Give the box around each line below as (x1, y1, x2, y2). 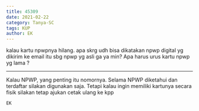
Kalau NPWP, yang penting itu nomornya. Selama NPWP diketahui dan (6, 76, 178, 83)
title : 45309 (6, 8, 38, 15)
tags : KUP (6, 25, 31, 31)
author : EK (6, 31, 33, 37)
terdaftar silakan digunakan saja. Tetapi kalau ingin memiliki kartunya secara (6, 83, 192, 90)
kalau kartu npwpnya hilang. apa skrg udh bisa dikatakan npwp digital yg (6, 47, 184, 54)
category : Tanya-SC (6, 19, 54, 25)
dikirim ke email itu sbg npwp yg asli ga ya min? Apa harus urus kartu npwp (6, 53, 190, 60)
